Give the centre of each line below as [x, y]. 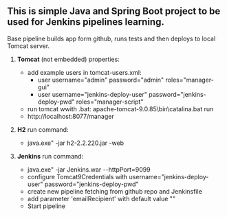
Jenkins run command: [50, 156]
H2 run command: [43, 129]
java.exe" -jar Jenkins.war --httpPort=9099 [89, 169]
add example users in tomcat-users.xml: [84, 72]
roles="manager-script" [110, 102]
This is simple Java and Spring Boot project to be [114, 11]
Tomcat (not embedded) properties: [68, 59]
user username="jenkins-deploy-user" [93, 94]
